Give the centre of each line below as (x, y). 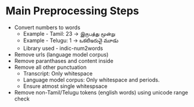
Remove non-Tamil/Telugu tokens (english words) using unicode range (101, 92)
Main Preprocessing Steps (73, 11)
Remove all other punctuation (50, 67)
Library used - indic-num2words (63, 48)
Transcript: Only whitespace (58, 73)
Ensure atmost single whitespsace (65, 86)
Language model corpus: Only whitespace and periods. (91, 80)
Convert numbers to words (47, 27)
